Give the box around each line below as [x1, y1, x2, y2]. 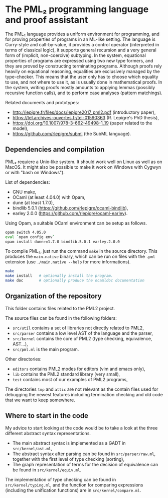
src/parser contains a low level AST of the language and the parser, [12, 330, 153, 336]
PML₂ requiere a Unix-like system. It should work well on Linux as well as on [5, 159, 162, 165]
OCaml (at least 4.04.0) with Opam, [12, 194, 86, 200]
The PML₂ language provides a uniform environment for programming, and [5, 31, 159, 37]
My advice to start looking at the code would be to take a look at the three [5, 424, 158, 431]
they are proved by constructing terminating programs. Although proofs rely [5, 63, 162, 69]
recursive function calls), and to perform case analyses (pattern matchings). [5, 90, 163, 96]
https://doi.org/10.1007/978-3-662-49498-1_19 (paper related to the [12, 120, 152, 126]
